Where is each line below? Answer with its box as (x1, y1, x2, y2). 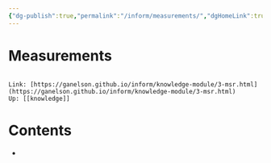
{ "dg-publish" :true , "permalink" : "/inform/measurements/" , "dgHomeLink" (8, 11, 251, 20)
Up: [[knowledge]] (8, 94, 70, 102)
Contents (8, 121, 73, 140)
